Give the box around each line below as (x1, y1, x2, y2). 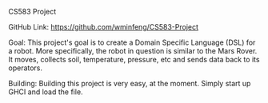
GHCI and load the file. (8, 87, 83, 97)
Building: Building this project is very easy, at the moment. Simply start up (8, 79, 251, 88)
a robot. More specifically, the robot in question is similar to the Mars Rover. (8, 46, 258, 55)
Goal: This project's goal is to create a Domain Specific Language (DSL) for (8, 38, 256, 47)
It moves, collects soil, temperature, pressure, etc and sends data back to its (8, 55, 260, 64)
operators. (8, 63, 42, 73)
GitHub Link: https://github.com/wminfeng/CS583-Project (8, 22, 198, 31)
